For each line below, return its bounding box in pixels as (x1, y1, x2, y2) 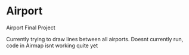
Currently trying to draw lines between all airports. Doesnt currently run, (6, 35, 184, 42)
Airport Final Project (6, 24, 55, 31)
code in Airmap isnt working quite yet (6, 42, 98, 49)
